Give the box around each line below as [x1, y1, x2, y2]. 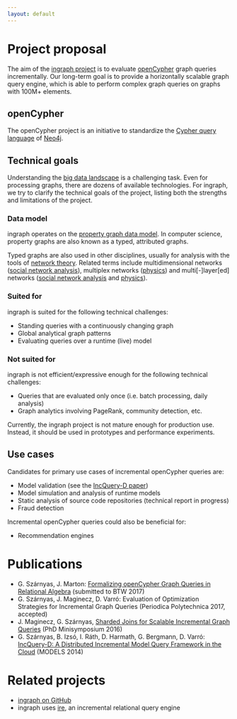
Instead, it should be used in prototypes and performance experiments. [7, 428, 215, 437]
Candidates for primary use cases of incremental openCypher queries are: [7, 467, 224, 476]
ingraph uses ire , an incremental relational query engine [17, 703, 180, 712]
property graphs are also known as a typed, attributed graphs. [7, 237, 189, 246]
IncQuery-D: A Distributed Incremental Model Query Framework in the [17, 640, 221, 648]
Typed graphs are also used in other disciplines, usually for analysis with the [7, 251, 230, 260]
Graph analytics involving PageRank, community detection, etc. [17, 407, 203, 415]
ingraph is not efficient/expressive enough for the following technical [7, 371, 208, 379]
